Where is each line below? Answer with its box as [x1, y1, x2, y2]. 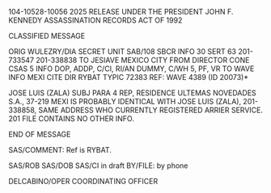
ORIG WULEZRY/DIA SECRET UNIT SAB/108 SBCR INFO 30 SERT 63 [8, 47, 237, 56]
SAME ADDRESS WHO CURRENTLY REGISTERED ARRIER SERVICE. [38, 105, 263, 115]
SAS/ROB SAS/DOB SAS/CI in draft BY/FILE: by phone [8, 161, 188, 170]
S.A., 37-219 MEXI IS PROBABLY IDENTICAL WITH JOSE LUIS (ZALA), [8, 97, 241, 106]
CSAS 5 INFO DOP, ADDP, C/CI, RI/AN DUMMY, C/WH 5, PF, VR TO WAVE [8, 64, 255, 73]
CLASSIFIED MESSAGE [8, 31, 86, 40]
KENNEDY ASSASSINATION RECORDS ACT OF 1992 [8, 15, 183, 25]
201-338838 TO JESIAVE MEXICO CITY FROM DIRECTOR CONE [36, 56, 250, 65]
